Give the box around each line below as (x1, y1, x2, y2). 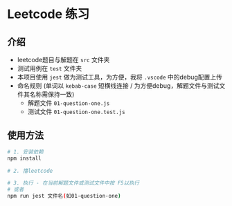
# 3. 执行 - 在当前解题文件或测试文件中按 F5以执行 (7, 180, 140, 187)
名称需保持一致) (29, 91, 75, 98)
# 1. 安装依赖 (7, 148, 44, 156)
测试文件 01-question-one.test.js (27, 108, 126, 115)
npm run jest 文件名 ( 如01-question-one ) (7, 193, 121, 200)
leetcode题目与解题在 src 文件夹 (17, 56, 110, 64)
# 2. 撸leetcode (7, 167, 53, 174)
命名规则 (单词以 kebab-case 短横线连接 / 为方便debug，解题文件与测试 (17, 82, 220, 90)
